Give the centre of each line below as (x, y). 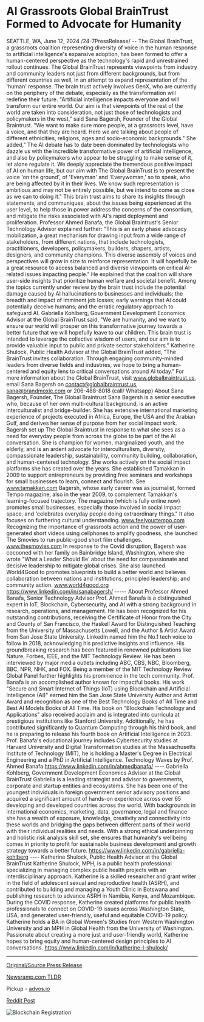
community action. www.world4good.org (58, 585)
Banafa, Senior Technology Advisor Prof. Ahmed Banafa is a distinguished (99, 598)
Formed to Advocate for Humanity (94, 24)
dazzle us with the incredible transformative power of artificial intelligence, (100, 151)
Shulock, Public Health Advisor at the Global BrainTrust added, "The (91, 352)
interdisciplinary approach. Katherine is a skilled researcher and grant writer (101, 876)
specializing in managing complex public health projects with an (86, 870)
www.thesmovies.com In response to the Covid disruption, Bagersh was (97, 546)
